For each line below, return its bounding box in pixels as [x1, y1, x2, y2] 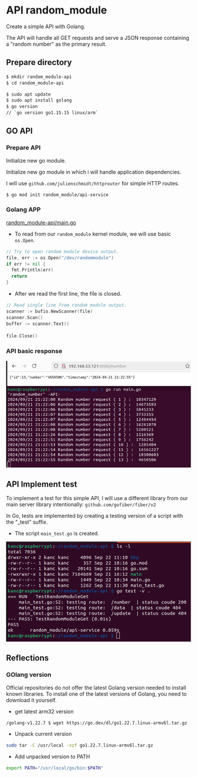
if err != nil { [6, 261, 46, 267]
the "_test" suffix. [6, 518, 48, 525]
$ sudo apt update [6, 91, 51, 97]
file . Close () [6, 333, 38, 339]
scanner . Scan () [6, 314, 43, 320]
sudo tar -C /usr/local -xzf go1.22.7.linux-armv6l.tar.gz [6, 742, 154, 748]
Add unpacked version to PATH [14, 753, 90, 760]
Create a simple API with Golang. [6, 23, 86, 30]
